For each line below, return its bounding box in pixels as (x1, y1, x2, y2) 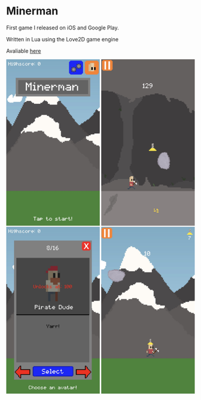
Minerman (6, 4, 59, 18)
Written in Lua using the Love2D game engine (6, 35, 118, 43)
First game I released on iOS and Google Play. (6, 24, 119, 31)
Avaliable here (6, 47, 41, 55)
